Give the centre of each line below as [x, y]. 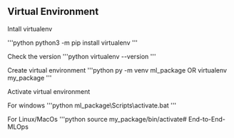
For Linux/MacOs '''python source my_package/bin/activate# [97, 119]
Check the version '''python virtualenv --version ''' [82, 56]
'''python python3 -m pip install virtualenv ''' [72, 43]
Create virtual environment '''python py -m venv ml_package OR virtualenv [117, 70]
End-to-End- [207, 119]
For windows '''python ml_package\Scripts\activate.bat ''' [92, 105]
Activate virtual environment [49, 91]
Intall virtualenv [30, 28]
